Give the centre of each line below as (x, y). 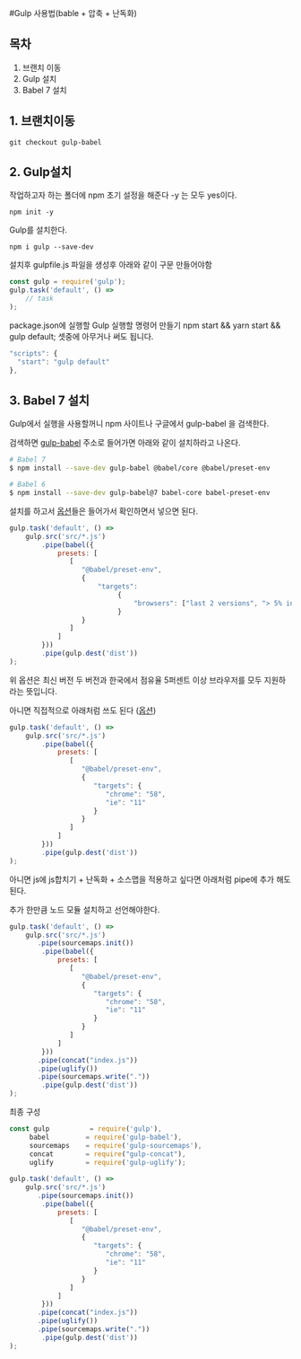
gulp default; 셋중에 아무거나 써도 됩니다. (82, 336)
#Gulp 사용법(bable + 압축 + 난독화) (73, 13)
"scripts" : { (34, 353)
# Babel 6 (28, 485)
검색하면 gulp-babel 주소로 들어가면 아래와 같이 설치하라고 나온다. (125, 443)
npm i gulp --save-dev (52, 247)
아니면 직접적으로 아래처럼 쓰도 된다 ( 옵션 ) (83, 710)
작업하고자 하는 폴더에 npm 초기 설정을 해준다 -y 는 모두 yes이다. (123, 195)
